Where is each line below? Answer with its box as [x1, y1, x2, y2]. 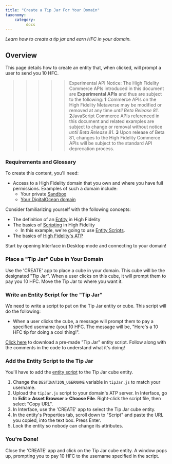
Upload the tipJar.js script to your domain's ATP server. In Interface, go [12, 390, 167, 396]
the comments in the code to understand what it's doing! [5, 344, 125, 350]
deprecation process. [69, 146, 114, 152]
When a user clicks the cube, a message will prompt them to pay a [12, 318, 154, 324]
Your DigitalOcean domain [20, 197, 76, 203]
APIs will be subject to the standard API [69, 140, 152, 147]
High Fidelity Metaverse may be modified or [69, 102, 162, 108]
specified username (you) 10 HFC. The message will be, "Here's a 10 [12, 324, 158, 330]
